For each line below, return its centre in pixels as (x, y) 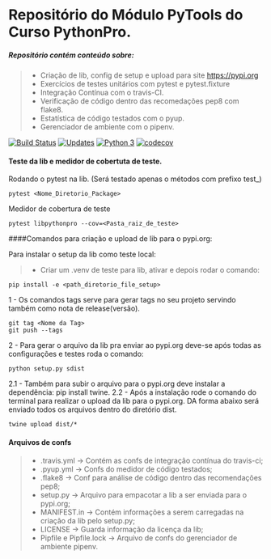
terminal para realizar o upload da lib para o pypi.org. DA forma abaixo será (133, 401)
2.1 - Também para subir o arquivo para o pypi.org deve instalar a (117, 384)
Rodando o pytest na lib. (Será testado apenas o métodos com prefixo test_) (135, 179)
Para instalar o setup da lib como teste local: (82, 254)
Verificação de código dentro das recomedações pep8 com (140, 101)
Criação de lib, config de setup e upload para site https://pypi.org (149, 75)
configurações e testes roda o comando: (76, 354)
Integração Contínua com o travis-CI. (102, 93)
